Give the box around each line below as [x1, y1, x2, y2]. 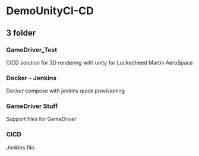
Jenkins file [6, 144, 34, 151]
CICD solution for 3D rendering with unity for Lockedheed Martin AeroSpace [6, 59, 193, 66]
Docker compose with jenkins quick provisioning [6, 87, 125, 94]
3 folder [6, 28, 36, 38]
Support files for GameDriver [6, 116, 77, 123]
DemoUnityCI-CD [6, 4, 94, 18]
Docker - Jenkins [6, 74, 57, 82]
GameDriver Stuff [6, 102, 58, 110]
